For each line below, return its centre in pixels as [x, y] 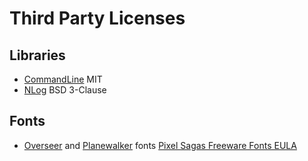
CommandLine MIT [63, 79]
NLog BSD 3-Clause [65, 90]
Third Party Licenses [97, 18]
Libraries [37, 55]
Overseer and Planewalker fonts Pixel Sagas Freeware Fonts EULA [160, 145]
